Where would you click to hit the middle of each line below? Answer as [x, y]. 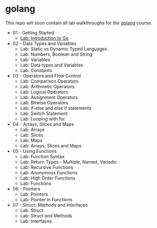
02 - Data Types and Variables [44, 43]
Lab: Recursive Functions [47, 167]
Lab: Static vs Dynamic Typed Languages [64, 49]
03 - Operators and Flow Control [47, 75]
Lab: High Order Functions [48, 178]
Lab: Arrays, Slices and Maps [51, 145]
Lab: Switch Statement [44, 113]
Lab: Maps [31, 140]
